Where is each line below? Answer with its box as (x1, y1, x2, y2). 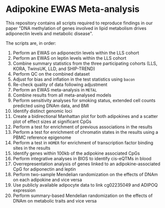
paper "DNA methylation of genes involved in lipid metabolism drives (5, 25, 147, 31)
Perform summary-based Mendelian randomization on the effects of (12, 193, 153, 199)
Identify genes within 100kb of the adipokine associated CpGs (12, 150, 140, 156)
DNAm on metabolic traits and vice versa (12, 198, 97, 204)
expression (12, 187, 36, 193)
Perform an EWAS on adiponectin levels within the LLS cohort (12, 50, 140, 56)
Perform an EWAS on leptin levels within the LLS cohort (12, 55, 127, 61)
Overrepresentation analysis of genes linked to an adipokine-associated (12, 161, 161, 167)
